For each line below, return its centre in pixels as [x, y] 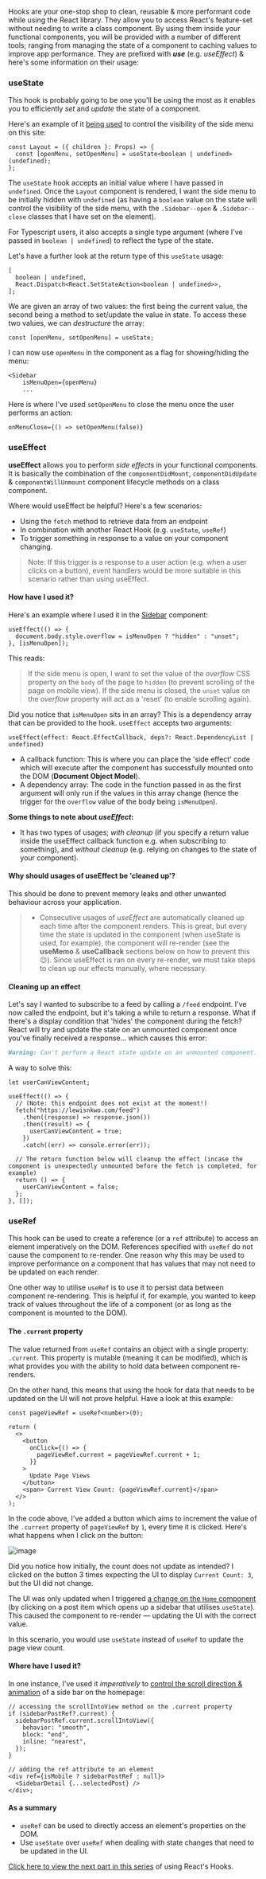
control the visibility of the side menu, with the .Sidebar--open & [113, 208]
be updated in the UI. [54, 1850]
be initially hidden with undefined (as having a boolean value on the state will [133, 200]
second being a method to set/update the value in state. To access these [127, 315]
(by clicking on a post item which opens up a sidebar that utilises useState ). [132, 1607]
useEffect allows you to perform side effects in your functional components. [133, 464]
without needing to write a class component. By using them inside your [124, 28]
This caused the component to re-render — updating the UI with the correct [132, 1615]
